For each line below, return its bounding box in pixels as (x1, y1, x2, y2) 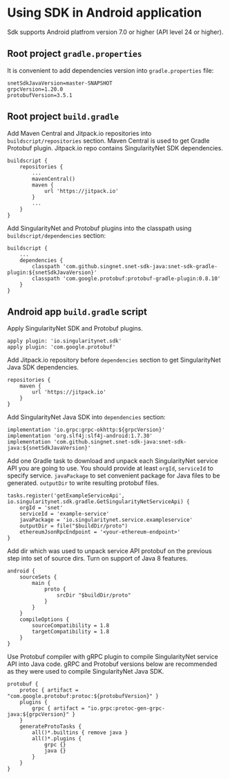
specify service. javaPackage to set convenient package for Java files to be (7, 471, 220, 480)
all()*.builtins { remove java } (32, 729, 128, 736)
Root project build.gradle (7, 111, 119, 123)
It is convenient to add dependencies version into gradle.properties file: (7, 66, 214, 74)
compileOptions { (19, 616, 70, 623)
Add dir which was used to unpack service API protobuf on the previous (7, 547, 212, 555)
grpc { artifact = (32, 705, 85, 712)
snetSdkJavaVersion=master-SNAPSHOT (7, 80, 113, 87)
